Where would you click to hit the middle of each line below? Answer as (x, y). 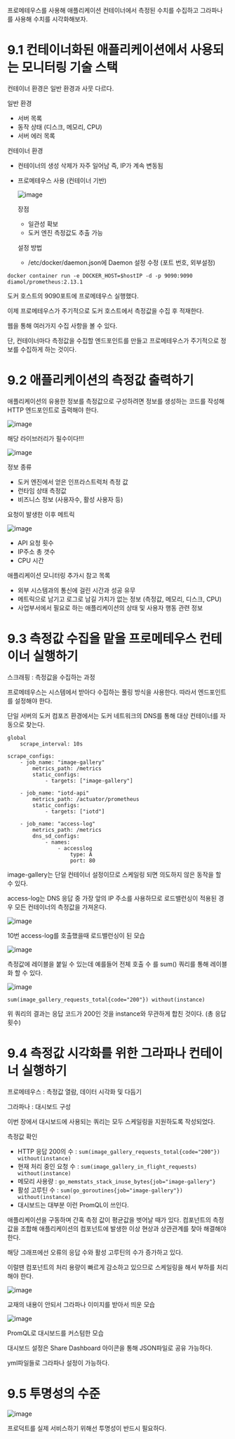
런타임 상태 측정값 (42, 491)
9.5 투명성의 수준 (54, 1394)
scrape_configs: (31, 756)
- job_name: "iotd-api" (55, 793)
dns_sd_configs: (56, 836)
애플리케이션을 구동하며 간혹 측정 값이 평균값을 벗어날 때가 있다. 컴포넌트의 (109, 1219)
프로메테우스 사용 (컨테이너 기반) (62, 180)
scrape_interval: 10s (51, 744)
